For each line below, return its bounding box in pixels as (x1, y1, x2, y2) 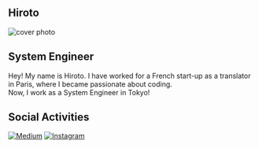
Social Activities (8, 110, 90, 124)
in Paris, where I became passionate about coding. (8, 79, 173, 89)
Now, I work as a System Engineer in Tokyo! (8, 87, 150, 97)
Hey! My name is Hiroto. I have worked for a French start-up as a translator (8, 71, 251, 80)
